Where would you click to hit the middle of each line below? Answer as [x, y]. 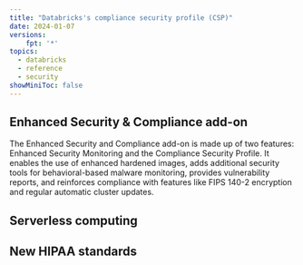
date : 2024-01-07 [42, 26]
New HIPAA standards [73, 252]
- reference [40, 69]
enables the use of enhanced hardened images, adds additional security [144, 163]
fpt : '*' [42, 43]
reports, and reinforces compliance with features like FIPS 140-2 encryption [151, 182]
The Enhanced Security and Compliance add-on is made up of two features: [152, 144]
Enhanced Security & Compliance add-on [128, 122]
